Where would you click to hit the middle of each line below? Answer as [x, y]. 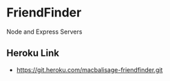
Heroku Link [33, 53]
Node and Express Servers [44, 32]
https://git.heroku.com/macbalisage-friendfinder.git [89, 69]
